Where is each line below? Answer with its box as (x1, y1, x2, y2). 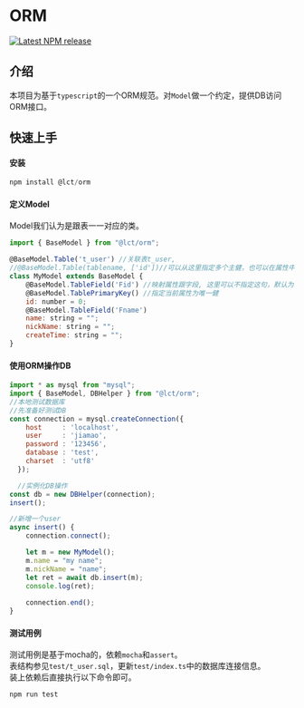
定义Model (9, 199, 50, 209)
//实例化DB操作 (17, 481, 68, 490)
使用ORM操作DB (9, 360, 71, 371)
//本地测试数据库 (9, 397, 65, 406)
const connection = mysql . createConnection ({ (9, 414, 184, 423)
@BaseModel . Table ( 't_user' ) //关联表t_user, (9, 255, 176, 264)
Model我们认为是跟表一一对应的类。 (9, 220, 145, 231)
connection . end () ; (25, 598, 95, 607)
